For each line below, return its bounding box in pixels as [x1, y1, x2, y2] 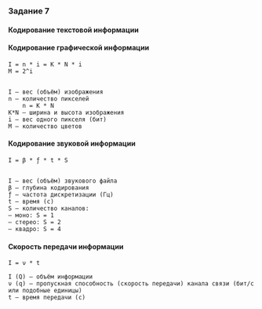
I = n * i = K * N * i [8, 61, 82, 68]
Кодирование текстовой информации [8, 25, 139, 35]
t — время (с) [8, 197, 55, 205]
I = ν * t [8, 259, 41, 267]
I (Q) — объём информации [8, 273, 93, 281]
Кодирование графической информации [8, 43, 150, 53]
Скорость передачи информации [8, 241, 124, 251]
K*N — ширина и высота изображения [8, 109, 125, 116]
